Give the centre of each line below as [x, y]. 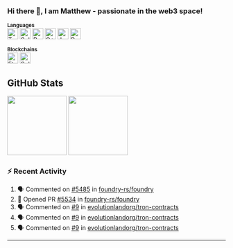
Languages [21, 26]
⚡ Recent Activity [37, 171]
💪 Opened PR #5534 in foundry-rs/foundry [78, 200]
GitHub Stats [35, 83]
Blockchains [23, 50]
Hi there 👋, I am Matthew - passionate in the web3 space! [105, 11]
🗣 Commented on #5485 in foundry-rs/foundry [85, 189]
